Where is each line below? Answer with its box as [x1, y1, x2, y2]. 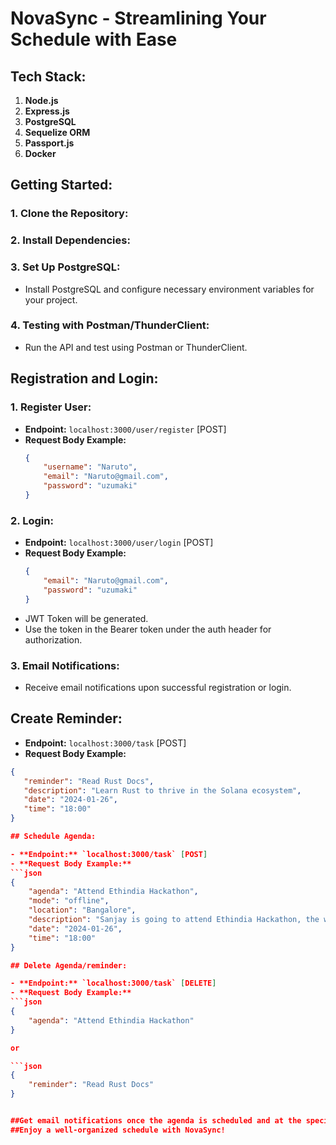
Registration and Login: [10, 370, 159, 387]
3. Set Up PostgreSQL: [10, 260, 121, 274]
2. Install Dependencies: [10, 233, 131, 247]
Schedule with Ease [10, 28, 178, 51]
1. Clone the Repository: [10, 207, 129, 221]
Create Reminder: [10, 710, 123, 727]
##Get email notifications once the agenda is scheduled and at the [10, 1116, 302, 1126]
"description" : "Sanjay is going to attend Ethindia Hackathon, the [28, 915, 320, 925]
